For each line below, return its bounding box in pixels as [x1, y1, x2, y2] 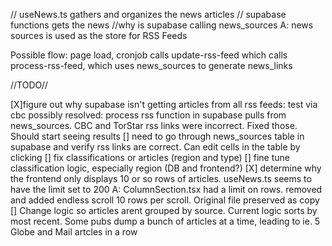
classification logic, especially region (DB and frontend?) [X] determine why [10, 162, 322, 174]
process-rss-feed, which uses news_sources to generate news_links [10, 60, 293, 71]
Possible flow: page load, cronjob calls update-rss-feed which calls [10, 49, 288, 61]
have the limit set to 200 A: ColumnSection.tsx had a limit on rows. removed [10, 184, 323, 195]
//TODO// [10, 79, 48, 91]
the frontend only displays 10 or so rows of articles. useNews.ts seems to [10, 173, 312, 184]
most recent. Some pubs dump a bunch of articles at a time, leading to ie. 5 [10, 215, 321, 227]
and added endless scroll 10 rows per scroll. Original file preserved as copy [10, 194, 320, 206]
